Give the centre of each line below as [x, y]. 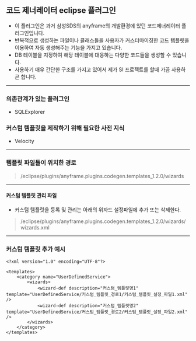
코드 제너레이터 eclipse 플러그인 [61, 11]
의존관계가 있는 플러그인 [38, 99]
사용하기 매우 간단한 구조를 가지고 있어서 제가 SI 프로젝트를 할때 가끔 [92, 69]
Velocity [24, 141]
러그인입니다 [29, 33]
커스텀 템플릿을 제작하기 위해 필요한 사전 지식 [65, 128]
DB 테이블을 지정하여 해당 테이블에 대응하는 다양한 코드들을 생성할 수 [93, 55]
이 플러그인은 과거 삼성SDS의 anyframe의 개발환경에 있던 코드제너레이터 [97, 26]
